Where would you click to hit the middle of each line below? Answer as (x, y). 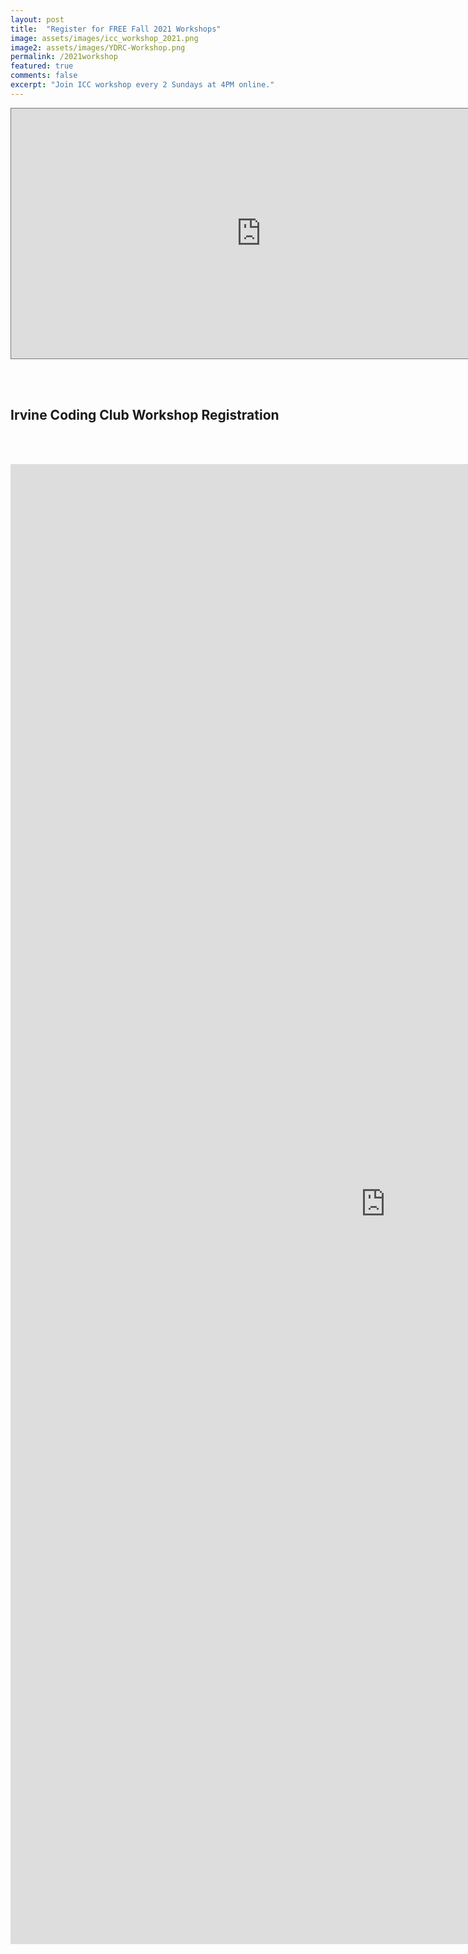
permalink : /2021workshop (64, 57)
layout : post (37, 19)
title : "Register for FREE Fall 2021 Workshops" (116, 29)
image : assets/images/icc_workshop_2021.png (104, 38)
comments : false (44, 76)
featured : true (42, 66)
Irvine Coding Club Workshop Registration (145, 415)
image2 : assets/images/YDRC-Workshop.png (98, 47)
